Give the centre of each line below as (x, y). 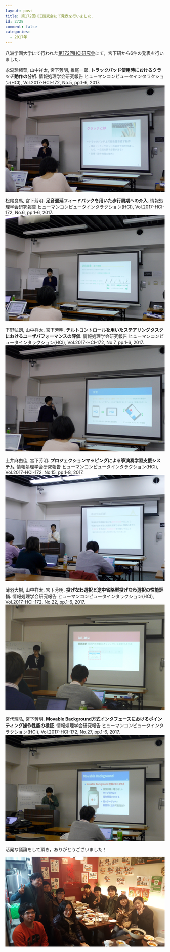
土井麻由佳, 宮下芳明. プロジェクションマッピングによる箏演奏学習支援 (79, 461)
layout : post (19, 11)
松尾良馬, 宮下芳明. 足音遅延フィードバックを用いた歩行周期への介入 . (77, 200)
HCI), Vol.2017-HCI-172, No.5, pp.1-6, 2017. (56, 83)
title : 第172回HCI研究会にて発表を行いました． (50, 16)
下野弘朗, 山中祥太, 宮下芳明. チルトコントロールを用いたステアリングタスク (84, 330)
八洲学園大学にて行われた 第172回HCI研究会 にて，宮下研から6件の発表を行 (82, 53)
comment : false (21, 27)
